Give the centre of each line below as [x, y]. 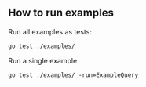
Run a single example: [44, 60]
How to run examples [61, 13]
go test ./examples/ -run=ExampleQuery [73, 75]
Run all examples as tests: [50, 31]
